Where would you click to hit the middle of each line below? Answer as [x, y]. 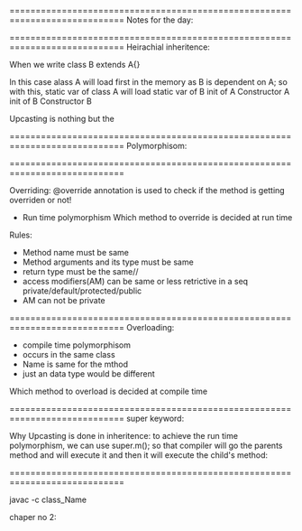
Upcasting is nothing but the [62, 119]
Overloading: [150, 327]
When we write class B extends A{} [75, 65]
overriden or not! [41, 200]
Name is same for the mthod [75, 364]
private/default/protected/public [82, 291]
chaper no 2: [33, 517]
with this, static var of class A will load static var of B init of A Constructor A [150, 92]
